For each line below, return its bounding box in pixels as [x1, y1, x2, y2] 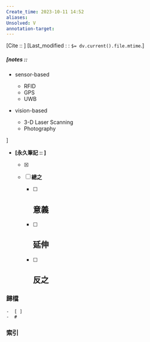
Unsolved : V [6, 20, 36, 26]
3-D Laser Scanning [23, 118, 74, 126]
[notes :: [6, 55, 28, 63]
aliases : [6, 14, 28, 20]
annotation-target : [6, 25, 55, 32]
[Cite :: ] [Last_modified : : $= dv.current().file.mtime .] [6, 42, 145, 49]
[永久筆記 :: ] [14, 149, 47, 156]
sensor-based [14, 71, 50, 78]
